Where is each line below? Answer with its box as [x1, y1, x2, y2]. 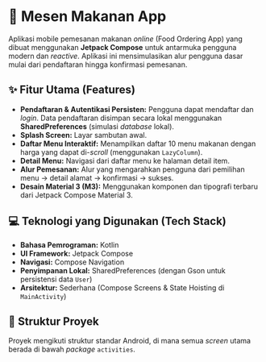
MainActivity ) [19, 291, 67, 301]
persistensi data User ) [19, 274, 93, 284]
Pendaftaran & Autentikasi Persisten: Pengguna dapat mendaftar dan [19, 104, 254, 114]
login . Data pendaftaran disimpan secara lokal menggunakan [19, 113, 222, 123]
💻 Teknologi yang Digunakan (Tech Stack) [8, 214, 227, 228]
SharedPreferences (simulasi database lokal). [19, 121, 175, 131]
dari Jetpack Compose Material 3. [19, 189, 133, 200]
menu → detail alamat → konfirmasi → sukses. [19, 173, 174, 182]
